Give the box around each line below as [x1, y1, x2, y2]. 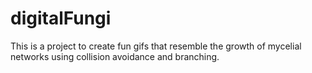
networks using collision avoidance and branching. [10, 50, 220, 62]
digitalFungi [10, 7, 112, 30]
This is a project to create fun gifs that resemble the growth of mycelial [10, 40, 302, 52]
